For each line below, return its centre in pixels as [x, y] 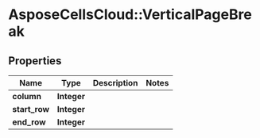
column [27, 96]
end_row [29, 122]
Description [115, 83]
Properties [35, 61]
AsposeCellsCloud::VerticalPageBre [130, 15]
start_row [31, 109]
